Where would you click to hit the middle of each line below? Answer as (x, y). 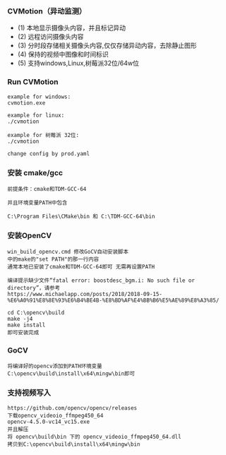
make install (26, 325)
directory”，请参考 (34, 288)
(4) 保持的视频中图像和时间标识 (63, 54)
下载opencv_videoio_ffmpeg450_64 (55, 415)
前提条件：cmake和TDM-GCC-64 (47, 189)
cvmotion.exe (26, 103)
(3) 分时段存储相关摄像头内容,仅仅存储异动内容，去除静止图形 (107, 46)
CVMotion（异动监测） (47, 11)
